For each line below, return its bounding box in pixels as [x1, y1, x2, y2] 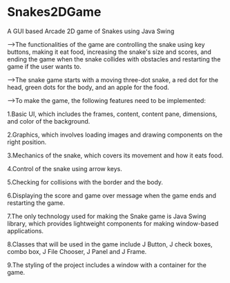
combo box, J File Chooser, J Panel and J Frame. [7, 247, 147, 255]
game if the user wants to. [7, 62, 82, 70]
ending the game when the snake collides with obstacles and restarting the [7, 55, 221, 63]
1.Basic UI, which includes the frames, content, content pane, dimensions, [7, 110, 218, 118]
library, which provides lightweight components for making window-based [7, 219, 219, 228]
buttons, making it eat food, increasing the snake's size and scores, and [7, 48, 212, 56]
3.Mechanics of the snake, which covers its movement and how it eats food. [7, 151, 224, 159]
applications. [7, 226, 44, 235]
